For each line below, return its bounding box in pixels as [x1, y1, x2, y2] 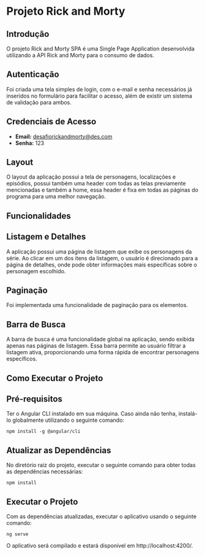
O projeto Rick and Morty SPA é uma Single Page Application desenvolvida [6, 45, 195, 52]
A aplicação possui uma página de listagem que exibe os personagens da [6, 247, 192, 255]
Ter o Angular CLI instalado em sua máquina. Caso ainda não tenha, [6, 410, 177, 417]
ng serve [6, 531, 29, 538]
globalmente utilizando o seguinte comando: [12, 416, 124, 424]
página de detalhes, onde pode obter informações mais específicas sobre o [6, 261, 198, 268]
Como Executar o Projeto [6, 373, 103, 383]
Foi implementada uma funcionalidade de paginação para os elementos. [6, 301, 188, 309]
